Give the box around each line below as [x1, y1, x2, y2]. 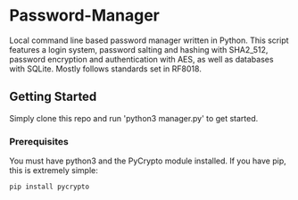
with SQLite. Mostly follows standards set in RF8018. [9, 63, 203, 74]
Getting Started [9, 89, 97, 104]
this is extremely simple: [9, 165, 98, 176]
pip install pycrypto [9, 182, 90, 192]
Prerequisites [9, 135, 69, 147]
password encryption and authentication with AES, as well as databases [9, 54, 274, 64]
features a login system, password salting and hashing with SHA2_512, [9, 44, 269, 54]
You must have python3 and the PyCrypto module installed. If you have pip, [9, 155, 287, 166]
